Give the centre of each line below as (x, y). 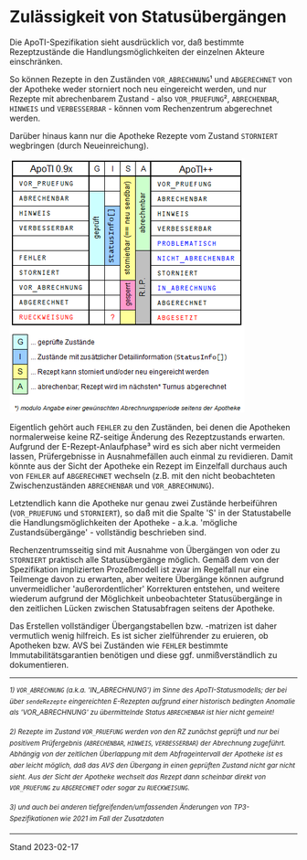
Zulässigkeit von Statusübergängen (148, 17)
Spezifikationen (34, 818)
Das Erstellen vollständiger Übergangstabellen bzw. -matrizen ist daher (143, 626)
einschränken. (36, 61)
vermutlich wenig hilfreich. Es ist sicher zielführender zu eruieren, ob (139, 635)
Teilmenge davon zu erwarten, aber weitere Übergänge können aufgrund (147, 579)
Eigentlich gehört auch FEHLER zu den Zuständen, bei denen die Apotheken (150, 427)
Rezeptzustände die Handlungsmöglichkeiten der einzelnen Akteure (137, 51)
